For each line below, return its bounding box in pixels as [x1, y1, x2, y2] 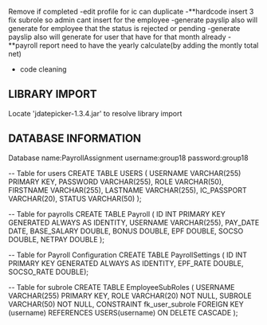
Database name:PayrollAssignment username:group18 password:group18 [8, 153, 249, 162]
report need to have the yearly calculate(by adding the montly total [39, 41, 259, 50]
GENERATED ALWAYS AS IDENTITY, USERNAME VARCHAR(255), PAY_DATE [8, 217, 260, 227]
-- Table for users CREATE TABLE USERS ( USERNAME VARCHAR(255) [8, 168, 241, 178]
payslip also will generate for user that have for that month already [8, 32, 226, 41]
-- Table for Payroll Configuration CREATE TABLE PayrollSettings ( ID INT [8, 250, 247, 260]
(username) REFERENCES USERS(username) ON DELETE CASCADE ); [8, 307, 238, 317]
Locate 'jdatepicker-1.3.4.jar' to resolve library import [8, 108, 183, 118]
